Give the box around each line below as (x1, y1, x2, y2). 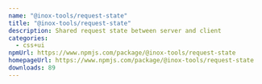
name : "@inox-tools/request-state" (8, 11, 128, 20)
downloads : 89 (8, 64, 56, 72)
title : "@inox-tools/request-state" (8, 19, 131, 27)
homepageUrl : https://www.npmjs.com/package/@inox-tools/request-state (8, 57, 254, 65)
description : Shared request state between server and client (8, 26, 222, 34)
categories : (8, 34, 48, 42)
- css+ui (15, 42, 45, 50)
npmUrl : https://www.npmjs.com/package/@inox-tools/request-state (8, 49, 236, 57)
